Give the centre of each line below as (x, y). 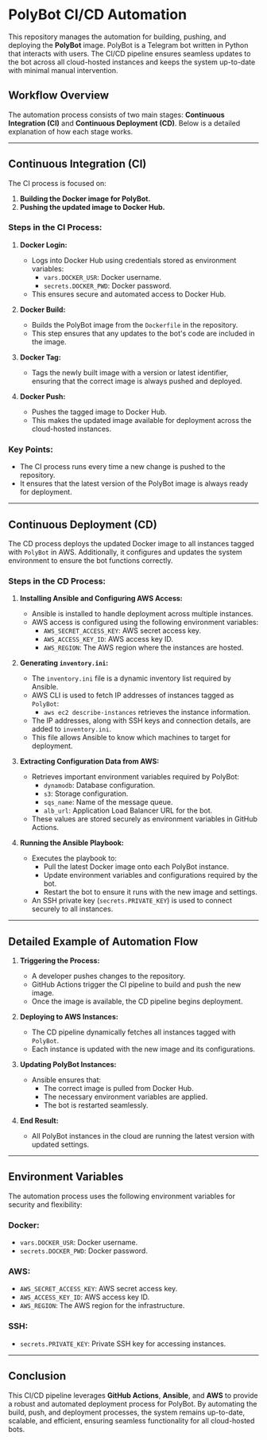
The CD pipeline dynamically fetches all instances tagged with (133, 1032)
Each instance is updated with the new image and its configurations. (143, 1049)
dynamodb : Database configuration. (99, 786)
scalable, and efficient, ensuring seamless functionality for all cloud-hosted (132, 1420)
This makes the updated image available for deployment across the (141, 420)
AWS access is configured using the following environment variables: (145, 623)
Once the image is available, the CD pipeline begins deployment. (137, 1001)
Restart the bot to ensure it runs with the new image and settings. (151, 892)
